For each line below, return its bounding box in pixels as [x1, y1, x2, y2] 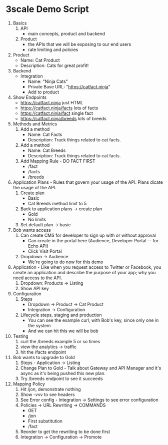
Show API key [20, 285, 49, 291]
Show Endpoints [12, 94, 47, 100]
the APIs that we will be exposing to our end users [27, 41, 131, 47]
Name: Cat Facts [27, 131, 62, 137]
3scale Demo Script [5, 3, 89, 15]
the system [27, 322, 51, 328]
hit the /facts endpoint [20, 349, 66, 355]
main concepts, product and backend [27, 30, 105, 36]
